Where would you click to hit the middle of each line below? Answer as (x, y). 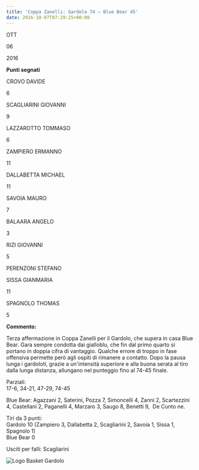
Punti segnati (23, 69)
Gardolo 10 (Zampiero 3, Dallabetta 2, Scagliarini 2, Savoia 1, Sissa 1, (91, 424)
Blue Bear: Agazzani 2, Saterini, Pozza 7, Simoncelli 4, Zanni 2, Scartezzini (98, 400)
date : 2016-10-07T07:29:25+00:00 (48, 17)
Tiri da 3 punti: (24, 418)
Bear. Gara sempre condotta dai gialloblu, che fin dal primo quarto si (91, 345)
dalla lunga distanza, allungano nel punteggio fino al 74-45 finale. (87, 370)
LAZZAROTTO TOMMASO (38, 128)
